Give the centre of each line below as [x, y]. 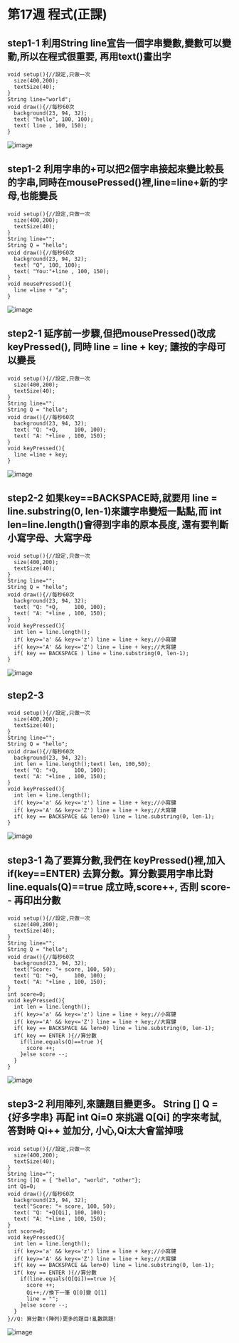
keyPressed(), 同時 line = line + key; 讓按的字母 [112, 347]
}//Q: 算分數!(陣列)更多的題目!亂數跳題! [62, 1319]
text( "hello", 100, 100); [54, 120]
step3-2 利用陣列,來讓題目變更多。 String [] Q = [113, 1104]
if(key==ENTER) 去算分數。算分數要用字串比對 [110, 873]
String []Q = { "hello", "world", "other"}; [74, 1180]
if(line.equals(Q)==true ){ [62, 1042]
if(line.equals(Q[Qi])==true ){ [68, 1279]
